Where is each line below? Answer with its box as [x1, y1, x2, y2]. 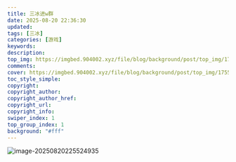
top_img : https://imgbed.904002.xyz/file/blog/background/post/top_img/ [7, 56, 225, 63]
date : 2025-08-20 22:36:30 [7, 17, 86, 24]
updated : [7, 23, 33, 30]
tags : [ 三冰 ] [7, 29, 44, 37]
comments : [7, 62, 37, 69]
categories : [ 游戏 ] [7, 36, 63, 43]
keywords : [7, 43, 37, 50]
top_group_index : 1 [7, 121, 65, 128]
